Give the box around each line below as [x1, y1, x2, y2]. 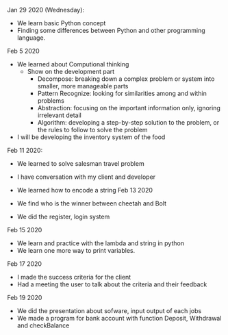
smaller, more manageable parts [37, 82, 129, 90]
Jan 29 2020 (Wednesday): [7, 6, 84, 14]
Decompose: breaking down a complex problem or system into [37, 75, 215, 83]
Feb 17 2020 [7, 260, 42, 268]
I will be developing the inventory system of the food [16, 133, 166, 141]
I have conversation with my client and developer [16, 173, 156, 181]
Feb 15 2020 [7, 226, 42, 234]
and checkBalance [16, 321, 70, 330]
